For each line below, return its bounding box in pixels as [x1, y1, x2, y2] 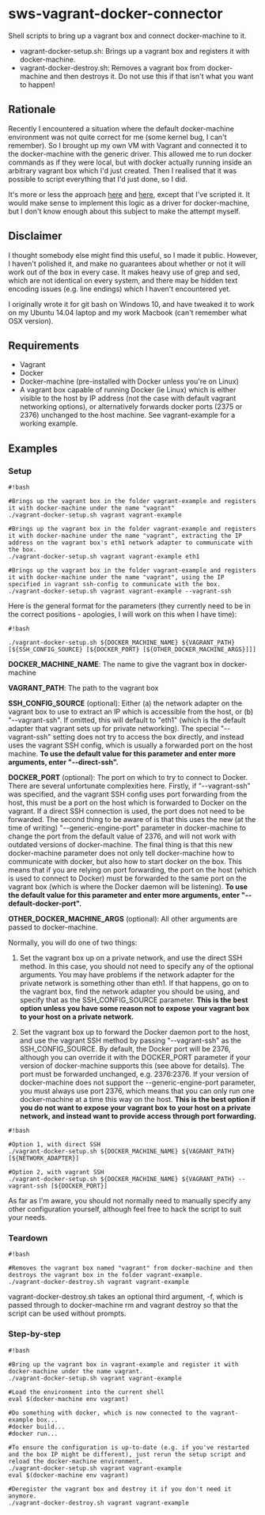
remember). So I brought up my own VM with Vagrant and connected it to [8, 140, 248, 150]
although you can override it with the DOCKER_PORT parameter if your [19, 1053, 251, 1062]
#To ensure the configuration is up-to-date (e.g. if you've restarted [8, 1443, 249, 1452]
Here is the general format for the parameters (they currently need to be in [8, 601, 251, 611]
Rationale [8, 103, 56, 116]
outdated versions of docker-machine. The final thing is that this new [8, 840, 233, 850]
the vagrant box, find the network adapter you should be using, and [19, 987, 240, 997]
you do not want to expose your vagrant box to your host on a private [19, 1103, 252, 1112]
